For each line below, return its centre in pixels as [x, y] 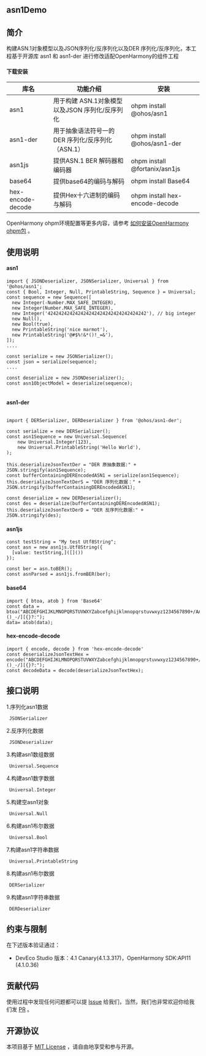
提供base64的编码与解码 [89, 182]
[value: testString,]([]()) [48, 553]
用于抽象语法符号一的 [84, 131]
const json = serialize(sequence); [52, 362]
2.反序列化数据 [25, 730]
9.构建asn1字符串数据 [33, 897]
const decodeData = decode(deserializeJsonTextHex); [75, 670]
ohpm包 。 [20, 231]
